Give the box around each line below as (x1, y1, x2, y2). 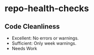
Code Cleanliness (4, 22, 60, 31)
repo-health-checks (4, 3, 89, 14)
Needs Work (11, 46, 37, 51)
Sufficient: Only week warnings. (11, 40, 77, 46)
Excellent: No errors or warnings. (11, 35, 79, 41)
